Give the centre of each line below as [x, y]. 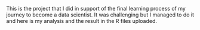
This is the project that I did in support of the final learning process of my [96, 9]
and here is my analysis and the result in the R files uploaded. [81, 21]
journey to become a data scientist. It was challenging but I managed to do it [100, 15]
